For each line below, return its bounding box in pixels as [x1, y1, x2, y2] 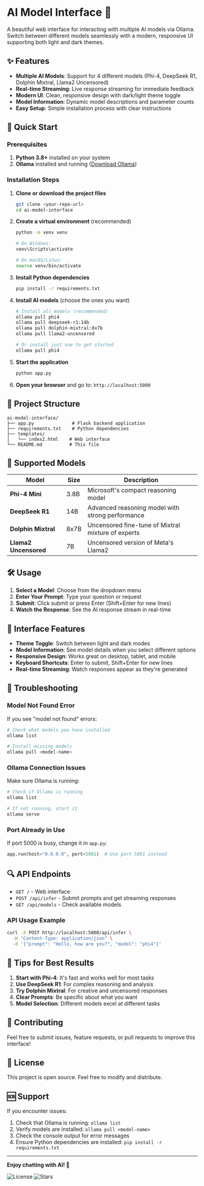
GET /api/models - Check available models [15, 901, 122, 908]
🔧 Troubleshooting [7, 683, 78, 694]
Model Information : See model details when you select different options [15, 646, 196, 653]
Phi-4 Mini [10, 490, 42, 499]
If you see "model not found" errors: [7, 715, 97, 722]
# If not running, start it [7, 806, 78, 812]
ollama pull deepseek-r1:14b [15, 319, 90, 325]
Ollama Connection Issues [7, 763, 86, 772]
